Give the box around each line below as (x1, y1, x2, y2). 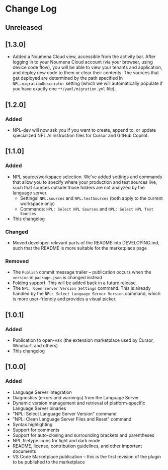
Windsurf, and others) (12, 343, 58, 349)
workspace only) (20, 200, 55, 206)
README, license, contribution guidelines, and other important (12, 443, 142, 449)
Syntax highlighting (12, 421, 53, 427)
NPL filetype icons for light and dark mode (12, 437, 101, 443)
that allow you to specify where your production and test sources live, (12, 179, 157, 185)
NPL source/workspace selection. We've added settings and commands (12, 174, 162, 180)
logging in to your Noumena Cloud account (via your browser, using (12, 59, 153, 65)
